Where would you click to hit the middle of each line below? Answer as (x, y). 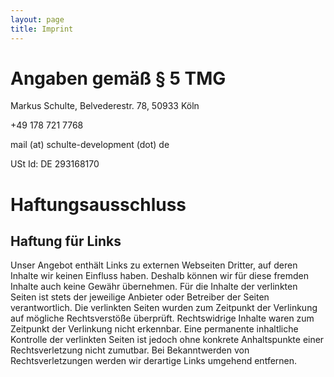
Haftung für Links (66, 241)
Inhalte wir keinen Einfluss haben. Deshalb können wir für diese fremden (160, 276)
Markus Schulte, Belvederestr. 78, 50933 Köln (105, 106)
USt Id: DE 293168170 (55, 164)
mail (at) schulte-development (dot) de (90, 145)
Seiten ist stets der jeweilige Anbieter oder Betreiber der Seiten (140, 297)
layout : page (37, 19)
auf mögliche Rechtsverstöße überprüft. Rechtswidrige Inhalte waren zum (162, 318)
